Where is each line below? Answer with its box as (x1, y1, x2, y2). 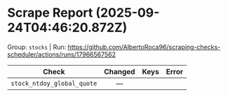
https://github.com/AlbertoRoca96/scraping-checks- (67, 43, 221, 51)
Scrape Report (7, 5, 93, 21)
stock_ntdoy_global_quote (11, 79, 98, 87)
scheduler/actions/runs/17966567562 (7, 50, 116, 59)
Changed (104, 66, 135, 76)
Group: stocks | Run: (7, 43, 67, 51)
